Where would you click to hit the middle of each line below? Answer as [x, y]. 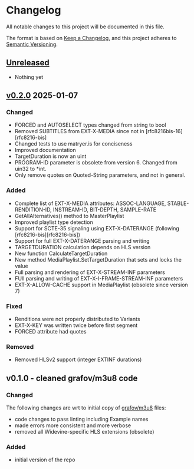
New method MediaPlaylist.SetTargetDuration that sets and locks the [98, 259]
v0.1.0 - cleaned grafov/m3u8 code [72, 378]
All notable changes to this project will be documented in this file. [86, 27]
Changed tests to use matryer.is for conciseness [73, 144]
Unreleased [28, 63]
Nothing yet [29, 77]
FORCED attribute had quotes [50, 332]
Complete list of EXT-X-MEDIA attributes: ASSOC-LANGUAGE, [90, 203]
